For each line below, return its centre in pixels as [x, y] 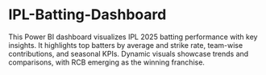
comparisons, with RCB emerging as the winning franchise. [107, 62]
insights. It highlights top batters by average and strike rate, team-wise [126, 45]
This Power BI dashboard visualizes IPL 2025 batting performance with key [133, 37]
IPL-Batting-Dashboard [87, 15]
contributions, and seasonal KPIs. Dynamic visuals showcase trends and [129, 53]
